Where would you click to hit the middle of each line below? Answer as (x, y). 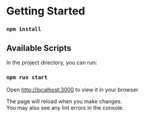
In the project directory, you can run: (52, 62)
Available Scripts (39, 48)
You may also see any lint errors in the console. (65, 108)
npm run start (27, 77)
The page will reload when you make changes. (64, 101)
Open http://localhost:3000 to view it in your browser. (73, 90)
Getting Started (46, 11)
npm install (24, 29)
